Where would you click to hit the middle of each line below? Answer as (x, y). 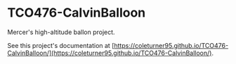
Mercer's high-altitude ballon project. (61, 32)
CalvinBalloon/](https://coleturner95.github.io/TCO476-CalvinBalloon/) (110, 53)
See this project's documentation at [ (61, 45)
